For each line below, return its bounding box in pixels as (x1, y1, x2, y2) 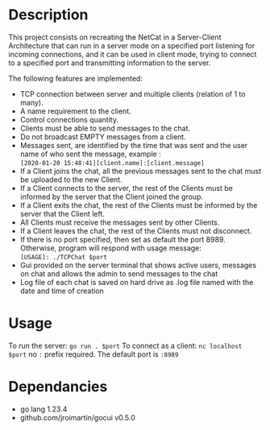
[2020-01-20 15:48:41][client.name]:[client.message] (19, 159, 205, 167)
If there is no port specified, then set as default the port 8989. (19, 234, 226, 244)
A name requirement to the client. (19, 106, 131, 116)
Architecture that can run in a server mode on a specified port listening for (8, 40, 255, 50)
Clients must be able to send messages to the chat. (19, 123, 191, 133)
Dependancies (8, 378, 108, 396)
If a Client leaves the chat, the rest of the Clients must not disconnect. (19, 225, 252, 235)
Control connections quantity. (19, 114, 119, 124)
